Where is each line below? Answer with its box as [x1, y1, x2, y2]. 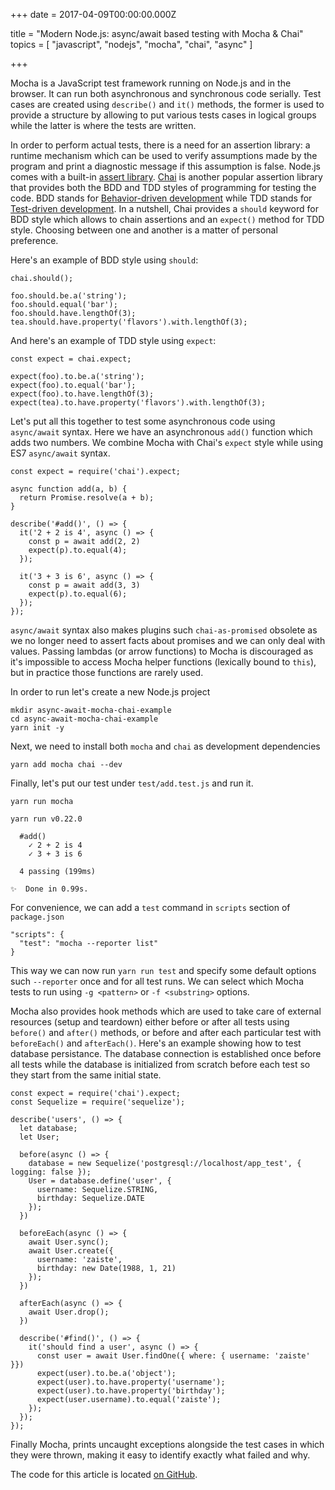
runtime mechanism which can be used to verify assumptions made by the [10, 150, 318, 161]
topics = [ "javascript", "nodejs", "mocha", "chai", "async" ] [10, 39, 253, 50]
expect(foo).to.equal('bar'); [10, 380, 137, 390]
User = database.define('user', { [28, 1176, 172, 1186]
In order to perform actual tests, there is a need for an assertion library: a [10, 139, 311, 151]
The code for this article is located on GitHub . [10, 1469, 198, 1480]
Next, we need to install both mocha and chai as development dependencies [10, 740, 321, 752]
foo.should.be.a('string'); [10, 291, 128, 301]
